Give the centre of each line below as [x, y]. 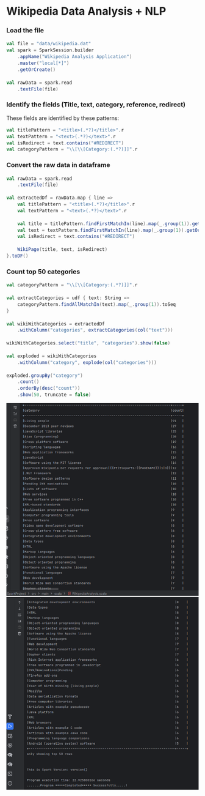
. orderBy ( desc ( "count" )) [49, 389]
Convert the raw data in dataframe [58, 165]
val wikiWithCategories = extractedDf [56, 324]
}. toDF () [17, 256]
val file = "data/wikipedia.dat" [49, 44]
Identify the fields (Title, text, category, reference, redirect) [96, 105]
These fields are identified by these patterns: [63, 118]
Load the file [25, 31]
